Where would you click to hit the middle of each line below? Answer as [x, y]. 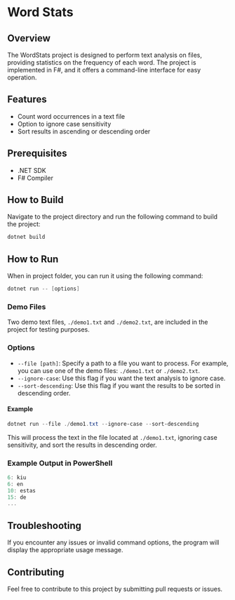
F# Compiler [35, 178]
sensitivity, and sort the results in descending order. [82, 445]
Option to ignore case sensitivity [64, 124]
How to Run [33, 259]
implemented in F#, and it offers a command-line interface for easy [104, 70]
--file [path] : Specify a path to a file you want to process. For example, [123, 363]
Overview [29, 38]
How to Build [36, 200]
